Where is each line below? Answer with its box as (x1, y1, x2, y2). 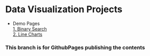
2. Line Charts (12, 31, 42, 37)
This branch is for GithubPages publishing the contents (5, 44, 145, 51)
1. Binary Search (12, 25, 47, 32)
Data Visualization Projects (5, 4, 122, 15)
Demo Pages (12, 20, 40, 26)
